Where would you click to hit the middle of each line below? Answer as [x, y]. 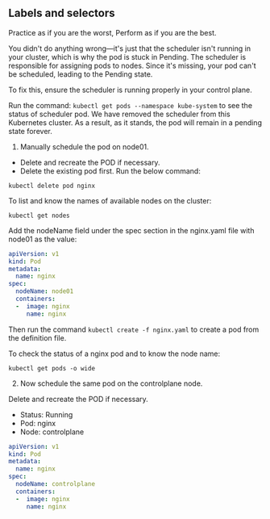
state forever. [30, 131]
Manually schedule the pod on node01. [84, 146]
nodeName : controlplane [55, 484]
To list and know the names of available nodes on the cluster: [110, 200]
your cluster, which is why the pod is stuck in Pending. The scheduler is [127, 57]
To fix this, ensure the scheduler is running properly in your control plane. [130, 90]
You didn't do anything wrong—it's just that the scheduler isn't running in [130, 48]
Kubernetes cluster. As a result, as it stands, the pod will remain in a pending [135, 122]
